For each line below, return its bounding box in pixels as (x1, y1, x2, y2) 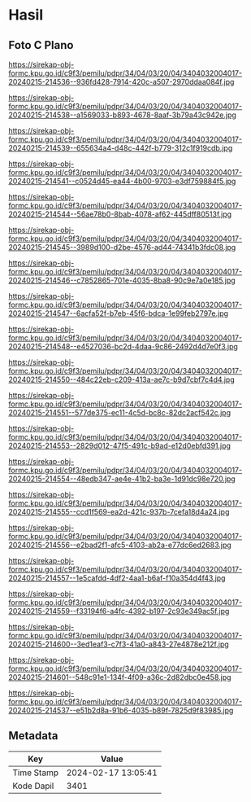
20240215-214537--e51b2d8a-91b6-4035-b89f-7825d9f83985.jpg (8, 706, 234, 715)
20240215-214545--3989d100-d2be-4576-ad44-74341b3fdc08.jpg (8, 243, 236, 252)
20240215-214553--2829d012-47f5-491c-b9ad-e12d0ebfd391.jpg (8, 441, 232, 450)
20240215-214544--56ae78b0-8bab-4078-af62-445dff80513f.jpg (8, 209, 232, 219)
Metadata (8, 729, 58, 743)
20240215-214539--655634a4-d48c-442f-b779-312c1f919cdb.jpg (8, 143, 233, 152)
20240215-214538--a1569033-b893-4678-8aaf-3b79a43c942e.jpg (8, 110, 237, 120)
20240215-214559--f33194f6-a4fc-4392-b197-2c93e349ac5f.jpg (8, 607, 230, 616)
